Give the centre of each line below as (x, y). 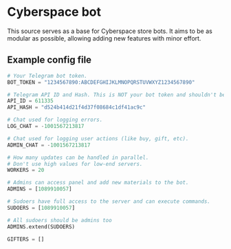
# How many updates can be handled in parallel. (78, 158)
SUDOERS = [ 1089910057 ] (41, 208)
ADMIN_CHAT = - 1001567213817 (49, 145)
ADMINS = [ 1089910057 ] (40, 189)
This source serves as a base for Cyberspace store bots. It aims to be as (110, 31)
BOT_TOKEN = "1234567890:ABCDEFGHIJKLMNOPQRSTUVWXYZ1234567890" (101, 82)
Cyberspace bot (54, 12)
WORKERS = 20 (26, 170)
